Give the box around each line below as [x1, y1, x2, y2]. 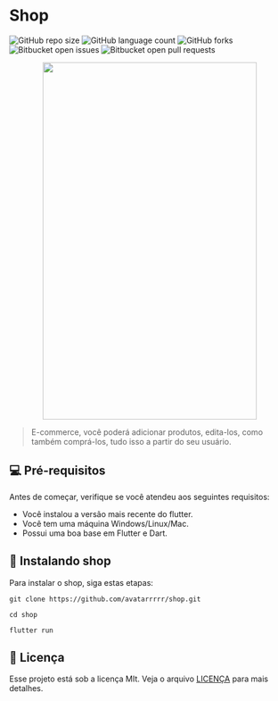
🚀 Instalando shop [9, 554, 111, 569]
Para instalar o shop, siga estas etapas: [9, 577, 154, 588]
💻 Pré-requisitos [9, 463, 106, 479]
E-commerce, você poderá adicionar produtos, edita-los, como [30, 426, 264, 438]
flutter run [9, 626, 53, 635]
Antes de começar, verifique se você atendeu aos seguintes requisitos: [9, 491, 270, 502]
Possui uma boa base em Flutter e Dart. [21, 528, 168, 538]
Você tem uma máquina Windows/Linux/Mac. [21, 518, 189, 529]
